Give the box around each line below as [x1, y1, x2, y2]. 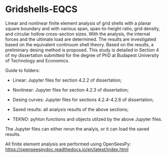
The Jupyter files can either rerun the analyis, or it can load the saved [5, 126, 149, 132]
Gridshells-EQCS [5, 4, 78, 15]
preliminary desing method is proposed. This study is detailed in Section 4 [5, 47, 159, 53]
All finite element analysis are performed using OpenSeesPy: [5, 141, 131, 147]
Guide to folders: [5, 67, 40, 73]
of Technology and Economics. [5, 57, 69, 63]
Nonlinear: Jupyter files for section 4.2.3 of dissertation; [12, 87, 129, 93]
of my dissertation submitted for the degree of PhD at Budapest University [5, 52, 159, 58]
